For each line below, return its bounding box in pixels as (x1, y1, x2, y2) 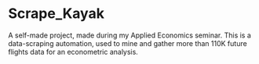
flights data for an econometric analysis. (8, 47, 139, 56)
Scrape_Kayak (8, 5, 104, 23)
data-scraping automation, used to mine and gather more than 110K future (8, 38, 247, 48)
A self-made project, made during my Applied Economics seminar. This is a (8, 30, 251, 40)
